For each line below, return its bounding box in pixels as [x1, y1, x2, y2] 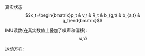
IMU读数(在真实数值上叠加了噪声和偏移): [5, 28, 87, 33]
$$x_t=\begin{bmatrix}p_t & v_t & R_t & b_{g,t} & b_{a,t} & [25, 12, 140, 18]
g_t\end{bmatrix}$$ [62, 18, 103, 23]
